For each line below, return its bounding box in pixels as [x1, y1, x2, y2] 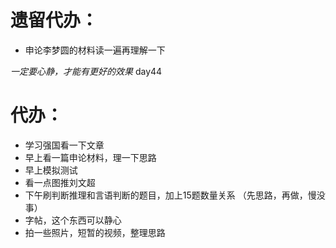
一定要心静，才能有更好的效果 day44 [10, 65, 163, 77]
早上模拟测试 [24, 164, 78, 176]
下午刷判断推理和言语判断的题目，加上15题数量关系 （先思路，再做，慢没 [24, 189, 326, 201]
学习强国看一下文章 [24, 139, 105, 151]
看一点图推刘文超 [24, 176, 96, 188]
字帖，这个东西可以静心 [24, 214, 122, 226]
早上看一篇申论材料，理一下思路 [24, 151, 157, 163]
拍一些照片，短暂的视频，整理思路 [24, 226, 166, 238]
